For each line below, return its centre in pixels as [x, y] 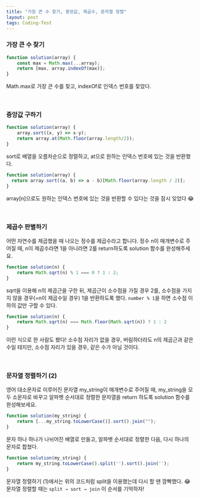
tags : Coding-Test [29, 23]
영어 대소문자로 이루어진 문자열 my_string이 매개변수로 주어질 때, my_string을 [96, 390]
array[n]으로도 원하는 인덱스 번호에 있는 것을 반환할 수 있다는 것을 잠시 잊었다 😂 [100, 198]
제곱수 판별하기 [27, 227]
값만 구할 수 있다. [37, 305]
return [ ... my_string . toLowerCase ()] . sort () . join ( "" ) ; [87, 422]
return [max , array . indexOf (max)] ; [61, 69]
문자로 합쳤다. [22, 447]
